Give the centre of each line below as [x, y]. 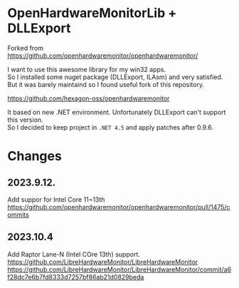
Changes [34, 156]
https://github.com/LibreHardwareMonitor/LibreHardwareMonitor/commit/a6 [119, 269]
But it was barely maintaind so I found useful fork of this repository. [106, 84]
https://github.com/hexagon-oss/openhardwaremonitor [89, 98]
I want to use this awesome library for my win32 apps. [86, 69]
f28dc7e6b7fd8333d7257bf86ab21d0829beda [76, 277]
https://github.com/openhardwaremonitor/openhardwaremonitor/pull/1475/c [119, 207]
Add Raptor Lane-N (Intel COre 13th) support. [74, 254]
